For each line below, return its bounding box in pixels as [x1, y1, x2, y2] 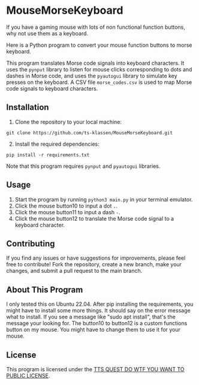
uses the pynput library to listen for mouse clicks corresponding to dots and [6, 65, 192, 73]
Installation [6, 103, 49, 113]
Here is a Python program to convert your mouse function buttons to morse [6, 41, 192, 49]
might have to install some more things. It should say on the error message [6, 307, 191, 314]
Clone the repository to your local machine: [14, 118, 122, 125]
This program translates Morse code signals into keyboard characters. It [6, 59, 185, 67]
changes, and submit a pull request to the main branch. [6, 267, 143, 275]
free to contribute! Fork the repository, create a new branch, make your [6, 261, 182, 268]
